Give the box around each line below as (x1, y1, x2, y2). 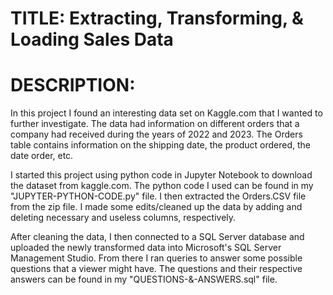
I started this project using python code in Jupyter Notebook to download (10, 169, 313, 181)
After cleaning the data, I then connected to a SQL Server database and (10, 231, 305, 243)
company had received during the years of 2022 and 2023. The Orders (10, 128, 303, 141)
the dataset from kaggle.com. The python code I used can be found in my (10, 180, 314, 192)
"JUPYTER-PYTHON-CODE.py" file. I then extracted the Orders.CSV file (10, 190, 307, 202)
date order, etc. (10, 150, 74, 162)
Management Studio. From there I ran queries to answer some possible (10, 252, 303, 264)
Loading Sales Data (10, 28, 174, 51)
